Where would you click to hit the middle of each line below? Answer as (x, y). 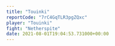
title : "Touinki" (28, 12)
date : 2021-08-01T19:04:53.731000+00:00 (58, 34)
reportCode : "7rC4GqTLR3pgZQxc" (47, 17)
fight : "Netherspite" (33, 28)
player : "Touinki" (29, 23)
